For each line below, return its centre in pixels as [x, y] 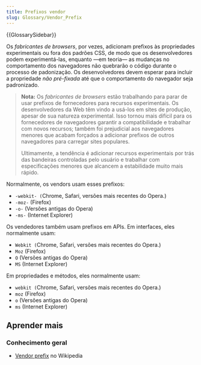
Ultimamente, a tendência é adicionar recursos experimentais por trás [107, 153]
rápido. [30, 172]
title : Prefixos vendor [36, 12]
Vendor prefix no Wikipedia [49, 356]
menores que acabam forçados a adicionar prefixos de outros [97, 135]
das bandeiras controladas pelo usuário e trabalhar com [90, 159]
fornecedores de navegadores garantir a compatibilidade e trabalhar [106, 122]
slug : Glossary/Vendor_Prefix [44, 17]
